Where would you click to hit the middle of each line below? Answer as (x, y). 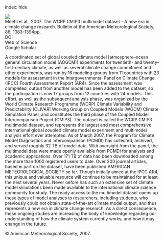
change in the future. (26, 224)
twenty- (151, 62)
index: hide (16, 7)
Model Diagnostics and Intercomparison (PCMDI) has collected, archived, (79, 140)
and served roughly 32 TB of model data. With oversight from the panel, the (82, 146)
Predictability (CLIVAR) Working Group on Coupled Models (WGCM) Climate (82, 109)
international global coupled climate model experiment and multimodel (76, 130)
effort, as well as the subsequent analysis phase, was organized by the (77, 99)
